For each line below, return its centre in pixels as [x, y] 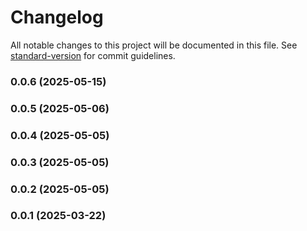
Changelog [57, 17]
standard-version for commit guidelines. [93, 55]
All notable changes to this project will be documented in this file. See [154, 45]
